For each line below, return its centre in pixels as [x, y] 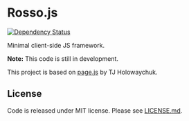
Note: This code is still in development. [63, 58]
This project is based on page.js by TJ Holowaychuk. [82, 72]
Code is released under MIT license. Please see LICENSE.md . [95, 110]
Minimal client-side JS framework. [56, 45]
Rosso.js [33, 13]
